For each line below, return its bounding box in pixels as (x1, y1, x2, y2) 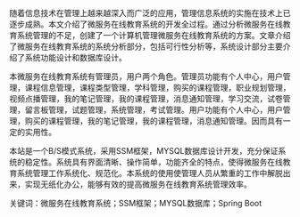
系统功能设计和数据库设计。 (24, 52, 127, 62)
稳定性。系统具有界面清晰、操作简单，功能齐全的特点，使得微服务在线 (24, 157, 283, 167)
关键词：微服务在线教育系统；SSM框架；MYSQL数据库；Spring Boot (9, 198, 262, 208)
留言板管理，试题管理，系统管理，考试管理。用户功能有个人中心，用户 (24, 105, 283, 115)
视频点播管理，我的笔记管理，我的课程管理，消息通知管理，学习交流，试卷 (9, 93, 283, 104)
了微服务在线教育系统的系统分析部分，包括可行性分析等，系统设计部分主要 (9, 41, 283, 52)
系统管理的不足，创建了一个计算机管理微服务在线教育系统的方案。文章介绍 (16, 30, 291, 40)
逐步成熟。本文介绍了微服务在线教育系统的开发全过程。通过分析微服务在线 (9, 19, 283, 29)
